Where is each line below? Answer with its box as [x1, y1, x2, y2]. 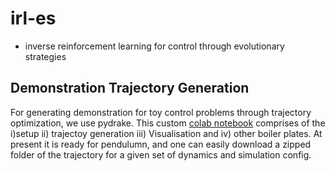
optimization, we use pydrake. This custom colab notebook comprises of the [10, 117, 326, 129]
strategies [24, 50, 67, 62]
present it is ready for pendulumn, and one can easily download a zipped [10, 138, 312, 150]
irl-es [10, 7, 57, 30]
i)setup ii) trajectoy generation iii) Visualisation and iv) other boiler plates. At [10, 127, 323, 139]
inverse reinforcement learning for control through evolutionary [24, 40, 285, 52]
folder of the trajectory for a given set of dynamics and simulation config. [10, 148, 312, 161]
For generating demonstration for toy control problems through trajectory [10, 106, 312, 118]
